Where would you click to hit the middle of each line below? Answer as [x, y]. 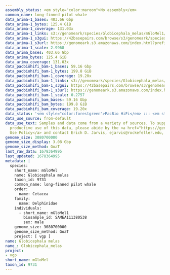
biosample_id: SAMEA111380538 [55, 218]
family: [22, 198]
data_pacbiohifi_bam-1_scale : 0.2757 [45, 95]
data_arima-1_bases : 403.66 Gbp [39, 19]
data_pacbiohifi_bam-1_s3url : [37, 90]
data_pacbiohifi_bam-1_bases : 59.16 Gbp [49, 66]
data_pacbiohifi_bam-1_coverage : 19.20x [49, 76]
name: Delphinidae [38, 203]
